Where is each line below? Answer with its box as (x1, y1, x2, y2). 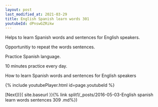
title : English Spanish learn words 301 (5, 16, 90, 21)
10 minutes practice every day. (5, 63, 68, 69)
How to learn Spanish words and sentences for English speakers (5, 72, 137, 79)
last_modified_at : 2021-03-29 (5, 12, 68, 17)
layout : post (5, 7, 32, 12)
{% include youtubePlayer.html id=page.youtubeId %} (5, 82, 115, 88)
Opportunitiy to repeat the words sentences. (5, 44, 95, 50)
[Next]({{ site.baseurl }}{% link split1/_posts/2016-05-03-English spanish (5, 92, 154, 98)
